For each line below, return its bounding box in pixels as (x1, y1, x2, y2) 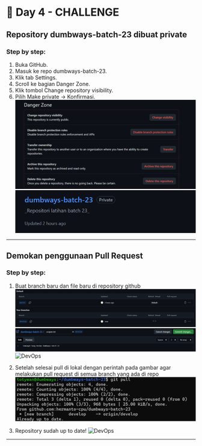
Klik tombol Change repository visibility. (14, 87, 114, 94)
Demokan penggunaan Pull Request (6, 250, 143, 261)
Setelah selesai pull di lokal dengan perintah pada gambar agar (14, 364, 171, 371)
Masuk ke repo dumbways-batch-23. (14, 67, 107, 75)
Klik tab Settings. (14, 73, 57, 81)
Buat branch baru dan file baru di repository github (14, 282, 141, 290)
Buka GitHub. (14, 61, 48, 68)
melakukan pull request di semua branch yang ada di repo (14, 370, 159, 378)
